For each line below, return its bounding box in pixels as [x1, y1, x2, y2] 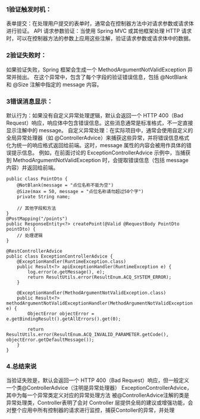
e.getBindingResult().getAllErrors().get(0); [6, 316, 121, 322]
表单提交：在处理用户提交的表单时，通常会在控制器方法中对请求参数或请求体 [6, 20, 194, 27]
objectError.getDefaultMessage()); [6, 337, 95, 343]
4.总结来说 [6, 362, 37, 370]
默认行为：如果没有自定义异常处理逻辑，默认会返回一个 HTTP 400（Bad [6, 111, 183, 119]
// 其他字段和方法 [17, 205, 57, 211]
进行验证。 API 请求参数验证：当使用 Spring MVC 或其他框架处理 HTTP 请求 [6, 27, 192, 35]
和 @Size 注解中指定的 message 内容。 [6, 80, 102, 88]
